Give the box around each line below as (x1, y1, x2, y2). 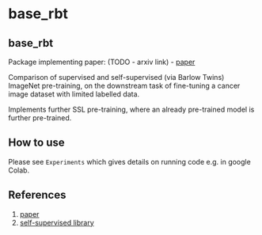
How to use (8, 136, 65, 150)
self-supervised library (19, 218, 95, 227)
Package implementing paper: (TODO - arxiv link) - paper (8, 57, 196, 66)
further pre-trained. (8, 113, 72, 123)
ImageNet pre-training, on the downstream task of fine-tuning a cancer (8, 81, 241, 90)
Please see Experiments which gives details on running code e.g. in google (8, 157, 251, 166)
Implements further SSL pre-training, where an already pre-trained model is (8, 104, 255, 114)
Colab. (8, 165, 30, 175)
